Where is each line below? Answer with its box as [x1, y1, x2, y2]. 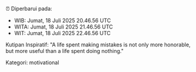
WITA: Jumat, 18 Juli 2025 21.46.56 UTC [14, 23, 113, 30]
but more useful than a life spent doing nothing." [5, 48, 124, 54]
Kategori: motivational [5, 59, 59, 66]
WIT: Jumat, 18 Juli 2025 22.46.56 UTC [14, 30, 111, 36]
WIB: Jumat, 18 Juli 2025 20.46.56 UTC [14, 17, 111, 24]
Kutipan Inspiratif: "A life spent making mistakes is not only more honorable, [5, 41, 191, 48]
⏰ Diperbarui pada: [5, 5, 53, 12]
